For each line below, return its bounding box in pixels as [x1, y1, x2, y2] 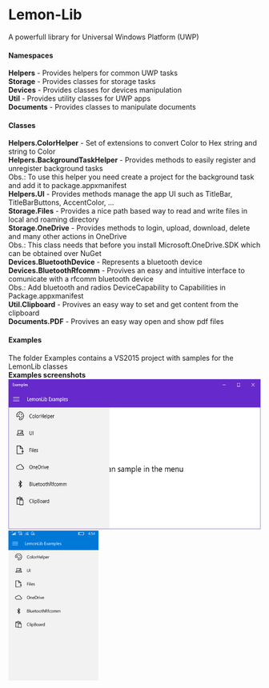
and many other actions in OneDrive [8, 232, 127, 242]
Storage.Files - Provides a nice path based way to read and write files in [8, 206, 248, 216]
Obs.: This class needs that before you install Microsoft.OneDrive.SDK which [8, 240, 261, 250]
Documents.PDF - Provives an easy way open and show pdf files [8, 317, 224, 326]
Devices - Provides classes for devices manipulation [8, 86, 183, 95]
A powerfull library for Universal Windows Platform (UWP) [8, 32, 199, 42]
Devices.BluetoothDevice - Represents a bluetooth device [8, 258, 203, 267]
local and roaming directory [8, 214, 99, 225]
